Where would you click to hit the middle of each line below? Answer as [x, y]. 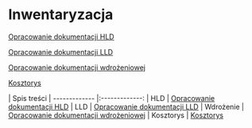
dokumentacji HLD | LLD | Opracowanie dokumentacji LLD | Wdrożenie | [126, 107]
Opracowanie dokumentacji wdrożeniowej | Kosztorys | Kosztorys [116, 115]
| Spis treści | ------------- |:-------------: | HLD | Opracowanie [112, 98]
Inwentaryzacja [61, 15]
